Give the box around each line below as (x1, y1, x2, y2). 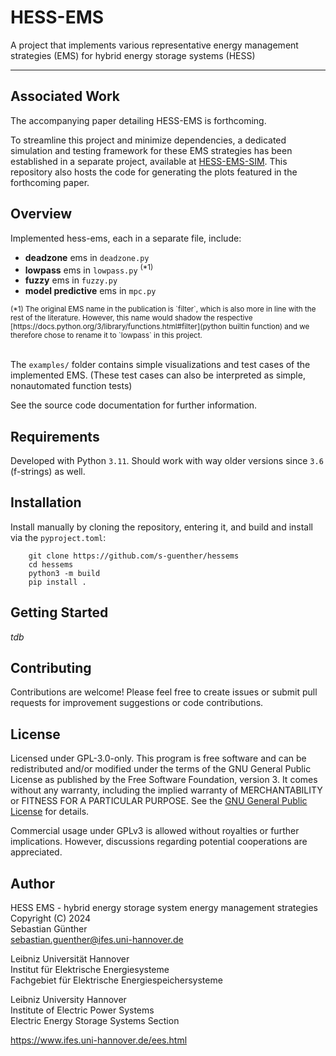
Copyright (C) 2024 (10, 912, 92, 925)
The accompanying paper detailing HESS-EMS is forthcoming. (10, 114, 267, 126)
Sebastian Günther (10, 923, 88, 935)
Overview (10, 206, 73, 223)
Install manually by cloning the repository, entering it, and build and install (10, 521, 313, 533)
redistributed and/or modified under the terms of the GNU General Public (10, 763, 312, 775)
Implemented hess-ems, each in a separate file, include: (10, 232, 242, 244)
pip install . (28, 577, 87, 587)
